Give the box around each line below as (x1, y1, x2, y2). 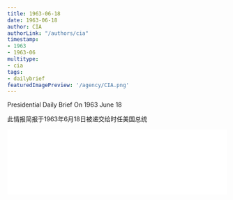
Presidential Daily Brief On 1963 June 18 (7, 100, 122, 109)
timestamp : (7, 36, 39, 43)
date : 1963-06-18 (7, 17, 58, 24)
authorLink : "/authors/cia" (7, 29, 89, 37)
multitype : (7, 56, 39, 63)
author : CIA (7, 23, 42, 30)
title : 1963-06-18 (7, 10, 61, 17)
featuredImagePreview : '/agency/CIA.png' (7, 82, 130, 89)
